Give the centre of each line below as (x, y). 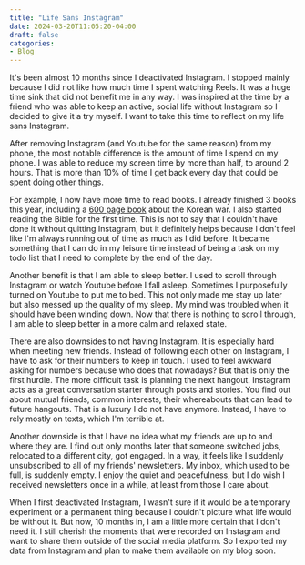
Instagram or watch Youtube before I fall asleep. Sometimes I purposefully (149, 285)
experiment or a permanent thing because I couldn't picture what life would (151, 512)
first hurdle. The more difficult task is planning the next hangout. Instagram (150, 380)
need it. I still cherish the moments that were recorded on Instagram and (145, 531)
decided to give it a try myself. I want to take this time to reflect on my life (147, 116)
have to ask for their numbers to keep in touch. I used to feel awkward (141, 361)
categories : (32, 43)
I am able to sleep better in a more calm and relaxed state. (118, 324)
